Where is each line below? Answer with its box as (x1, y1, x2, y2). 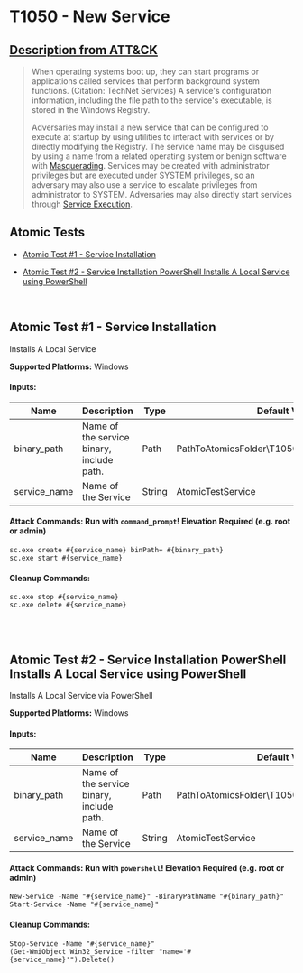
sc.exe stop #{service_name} (9, 593, 119, 602)
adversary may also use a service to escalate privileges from (31, 180, 258, 190)
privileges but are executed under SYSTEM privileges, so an (31, 170, 255, 181)
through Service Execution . (31, 199, 133, 209)
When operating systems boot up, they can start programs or (31, 66, 260, 77)
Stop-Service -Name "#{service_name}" (9, 939, 155, 949)
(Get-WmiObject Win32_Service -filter (9, 947, 155, 956)
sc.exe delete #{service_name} (9, 600, 127, 610)
